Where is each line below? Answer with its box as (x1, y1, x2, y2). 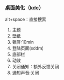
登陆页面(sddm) (12, 45, 44, 51)
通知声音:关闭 (12, 70, 39, 76)
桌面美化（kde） (5, 4, 44, 11)
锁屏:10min (12, 39, 34, 45)
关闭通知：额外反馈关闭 (12, 64, 59, 70)
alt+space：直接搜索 (5, 16, 47, 23)
